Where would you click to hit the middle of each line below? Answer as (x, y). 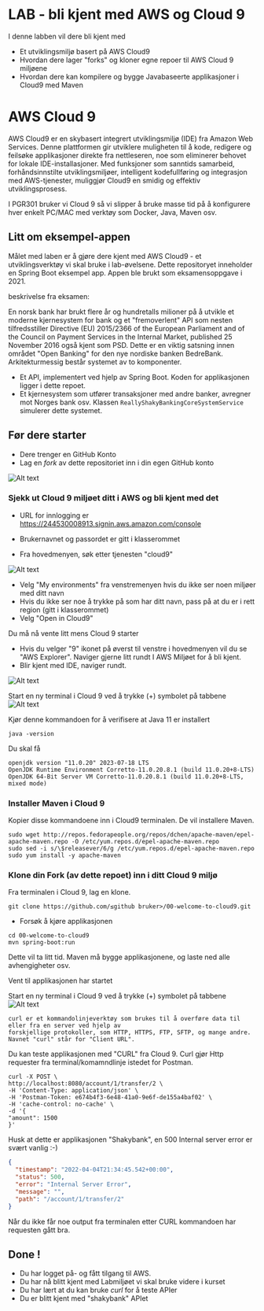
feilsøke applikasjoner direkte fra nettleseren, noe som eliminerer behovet (127, 155)
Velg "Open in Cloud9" (56, 618)
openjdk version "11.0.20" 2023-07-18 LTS (79, 763)
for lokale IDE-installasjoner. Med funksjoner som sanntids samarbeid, (121, 164)
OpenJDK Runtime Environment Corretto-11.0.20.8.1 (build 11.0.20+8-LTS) (132, 770)
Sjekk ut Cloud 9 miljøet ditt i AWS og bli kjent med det (114, 498)
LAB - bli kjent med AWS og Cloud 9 (127, 15)
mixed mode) (27, 783)
